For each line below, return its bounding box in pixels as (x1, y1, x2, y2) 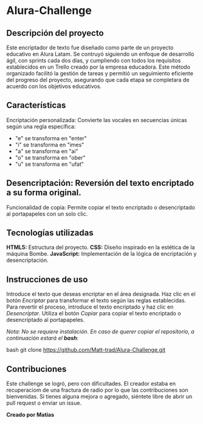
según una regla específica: (6, 123, 76, 130)
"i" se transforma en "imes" (15, 141, 84, 148)
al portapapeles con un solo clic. (6, 210, 88, 217)
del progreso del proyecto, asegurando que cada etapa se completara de (6, 77, 190, 83)
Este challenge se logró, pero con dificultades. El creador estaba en (6, 380, 176, 388)
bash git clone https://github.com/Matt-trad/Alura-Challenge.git (6, 346, 166, 354)
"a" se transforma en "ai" (15, 147, 78, 155)
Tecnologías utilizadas (6, 228, 94, 238)
